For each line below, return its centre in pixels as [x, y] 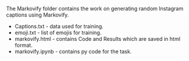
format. [24, 45]
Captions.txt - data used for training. [59, 26]
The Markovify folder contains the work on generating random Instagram [95, 9]
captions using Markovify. [38, 15]
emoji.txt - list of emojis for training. [58, 33]
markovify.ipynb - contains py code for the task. [73, 52]
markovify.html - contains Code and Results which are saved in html [97, 39]
